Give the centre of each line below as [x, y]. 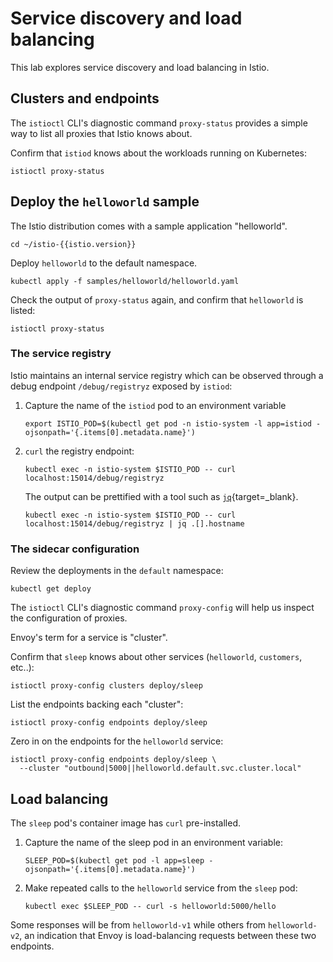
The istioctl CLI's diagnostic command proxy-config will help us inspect [162, 608]
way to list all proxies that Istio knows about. [101, 133]
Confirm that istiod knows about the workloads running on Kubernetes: [158, 153]
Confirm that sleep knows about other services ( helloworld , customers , [156, 657]
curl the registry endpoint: [79, 451]
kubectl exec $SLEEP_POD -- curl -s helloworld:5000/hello [150, 906]
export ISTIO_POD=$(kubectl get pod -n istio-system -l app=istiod [168, 423]
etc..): [22, 668]
